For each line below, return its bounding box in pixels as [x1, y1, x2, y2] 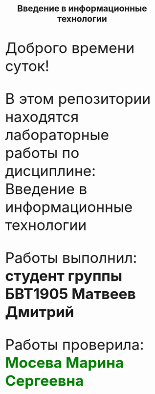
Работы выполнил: [5, 248, 137, 267]
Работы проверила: [5, 335, 144, 354]
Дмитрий [5, 302, 74, 321]
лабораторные [5, 125, 109, 144]
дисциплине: [5, 162, 96, 180]
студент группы [5, 266, 123, 285]
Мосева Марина [5, 353, 124, 372]
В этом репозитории [5, 89, 151, 108]
